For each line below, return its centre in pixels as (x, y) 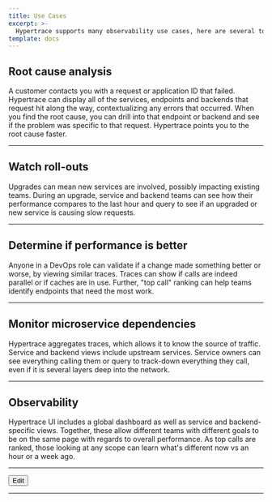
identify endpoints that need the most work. (81, 291)
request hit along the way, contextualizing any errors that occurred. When (132, 108)
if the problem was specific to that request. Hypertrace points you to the (129, 126)
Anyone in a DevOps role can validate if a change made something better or (135, 265)
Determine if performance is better (98, 245)
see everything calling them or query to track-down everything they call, (129, 361)
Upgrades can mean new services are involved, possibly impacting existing (134, 187)
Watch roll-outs (49, 167)
